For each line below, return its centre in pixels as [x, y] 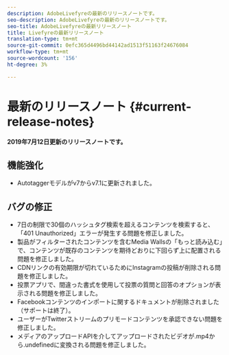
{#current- [160, 106]
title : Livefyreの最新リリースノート [56, 33]
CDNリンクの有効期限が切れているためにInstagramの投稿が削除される [116, 268]
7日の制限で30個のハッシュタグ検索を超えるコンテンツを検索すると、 [116, 225]
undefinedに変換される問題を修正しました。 [87, 345]
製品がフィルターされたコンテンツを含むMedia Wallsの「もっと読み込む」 [120, 242]
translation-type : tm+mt [43, 39]
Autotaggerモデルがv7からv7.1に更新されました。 [86, 183]
